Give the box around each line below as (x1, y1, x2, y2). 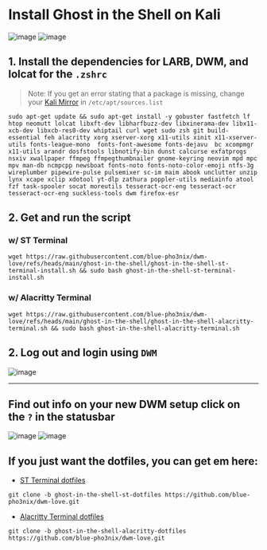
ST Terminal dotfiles (19, 476, 86, 485)
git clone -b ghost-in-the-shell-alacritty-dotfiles (8, 528, 187, 536)
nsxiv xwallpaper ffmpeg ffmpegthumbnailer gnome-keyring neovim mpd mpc (8, 154, 258, 163)
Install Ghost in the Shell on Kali (8, 6, 221, 24)
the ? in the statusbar (8, 410, 115, 423)
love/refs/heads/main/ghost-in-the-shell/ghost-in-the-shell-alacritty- (8, 317, 254, 325)
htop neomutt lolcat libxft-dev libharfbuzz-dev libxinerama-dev (8, 120, 229, 128)
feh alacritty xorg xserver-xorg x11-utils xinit (43, 133, 212, 141)
